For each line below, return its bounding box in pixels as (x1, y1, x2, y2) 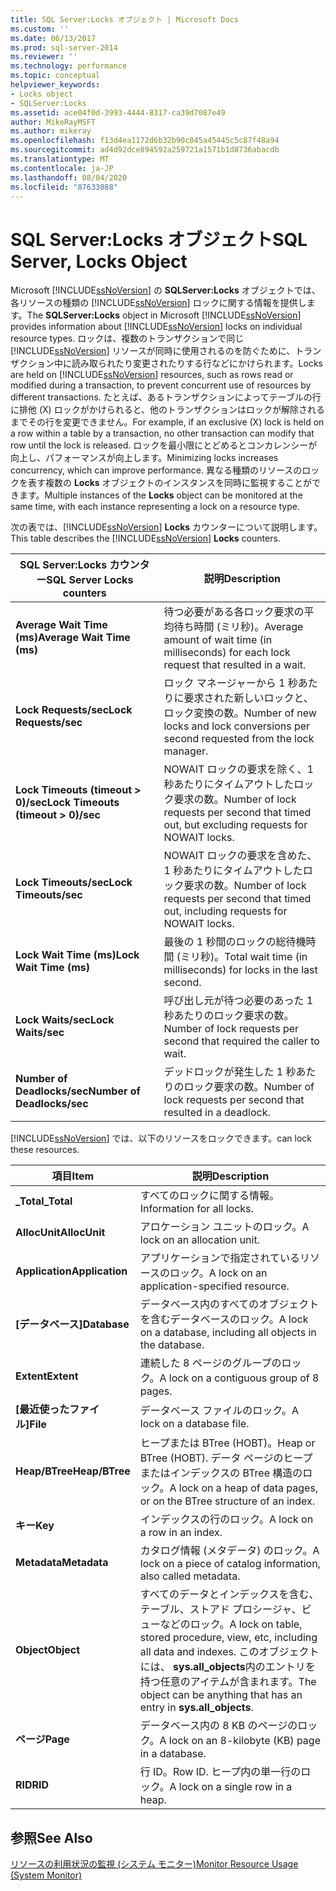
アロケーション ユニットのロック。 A (139, 1220, 310, 1234)
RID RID (15, 1778, 50, 1792)
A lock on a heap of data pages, (169, 1481, 319, 1495)
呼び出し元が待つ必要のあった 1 (163, 994, 314, 1008)
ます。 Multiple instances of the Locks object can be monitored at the (18, 489, 303, 501)
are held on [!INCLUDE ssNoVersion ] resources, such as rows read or (10, 369, 294, 381)
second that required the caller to (163, 1034, 320, 1048)
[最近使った (15, 1402, 70, 1416)
